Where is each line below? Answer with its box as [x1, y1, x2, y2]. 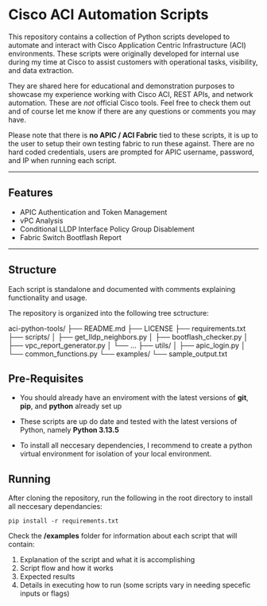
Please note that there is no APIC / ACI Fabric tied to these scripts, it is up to [8, 130, 258, 140]
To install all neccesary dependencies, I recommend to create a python [19, 441, 253, 450]
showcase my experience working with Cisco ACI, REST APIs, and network [8, 89, 253, 99]
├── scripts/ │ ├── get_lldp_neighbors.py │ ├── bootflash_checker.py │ [8, 332, 249, 341]
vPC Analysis [19, 216, 64, 225]
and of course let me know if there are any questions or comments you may [8, 106, 256, 116]
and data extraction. [8, 65, 74, 75]
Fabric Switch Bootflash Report [19, 232, 122, 242]
